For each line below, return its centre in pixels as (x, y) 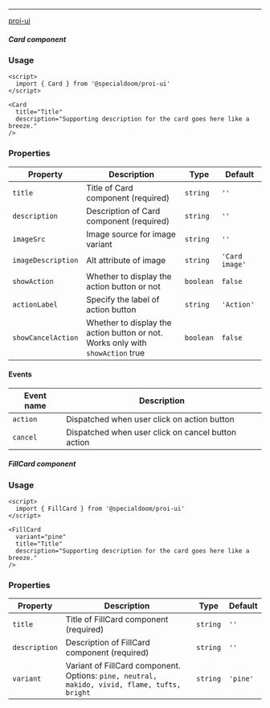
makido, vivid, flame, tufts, (123, 685)
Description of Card (123, 211)
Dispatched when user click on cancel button (151, 432)
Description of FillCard (108, 643)
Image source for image (131, 234)
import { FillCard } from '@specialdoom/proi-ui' (100, 509)
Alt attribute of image (126, 260)
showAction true (115, 352)
